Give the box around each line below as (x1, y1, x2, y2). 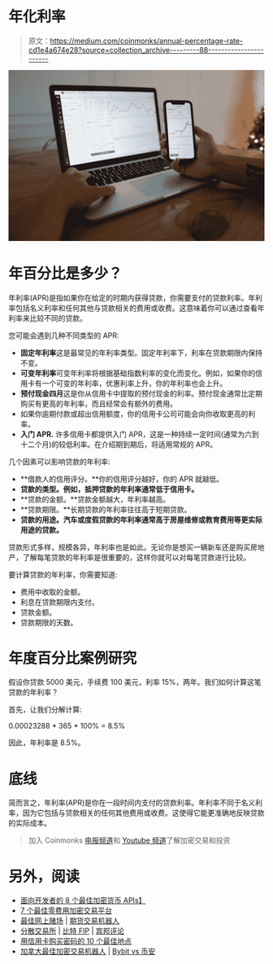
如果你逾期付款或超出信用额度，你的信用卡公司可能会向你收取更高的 (19, 409, 249, 418)
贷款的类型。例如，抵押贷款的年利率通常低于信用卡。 (19, 484, 199, 493)
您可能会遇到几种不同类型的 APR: (8, 331, 119, 340)
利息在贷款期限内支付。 (19, 597, 99, 607)
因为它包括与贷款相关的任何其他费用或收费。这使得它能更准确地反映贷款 (22, 808, 265, 818)
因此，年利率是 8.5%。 (8, 738, 85, 747)
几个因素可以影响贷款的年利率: (8, 457, 111, 467)
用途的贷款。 (19, 524, 63, 534)
